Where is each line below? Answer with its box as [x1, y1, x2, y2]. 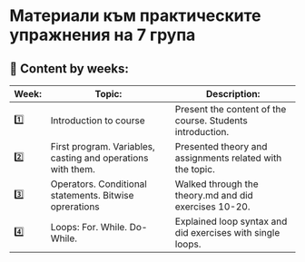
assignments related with [174, 151, 282, 164]
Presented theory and [174, 141, 268, 152]
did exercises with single [174, 227, 280, 238]
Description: [205, 88, 261, 100]
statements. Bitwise [50, 189, 134, 201]
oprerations [50, 200, 100, 213]
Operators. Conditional [50, 178, 147, 190]
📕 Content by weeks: [9, 61, 129, 76]
